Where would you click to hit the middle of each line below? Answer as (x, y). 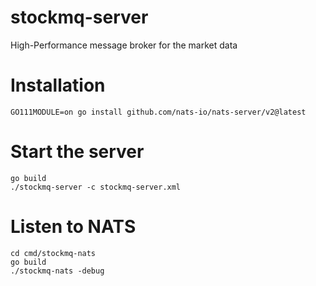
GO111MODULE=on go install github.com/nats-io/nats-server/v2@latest (158, 112)
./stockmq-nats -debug (57, 271)
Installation (58, 85)
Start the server (77, 152)
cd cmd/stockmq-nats (53, 253)
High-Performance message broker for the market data (124, 45)
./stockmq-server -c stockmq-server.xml (96, 187)
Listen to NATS (73, 227)
